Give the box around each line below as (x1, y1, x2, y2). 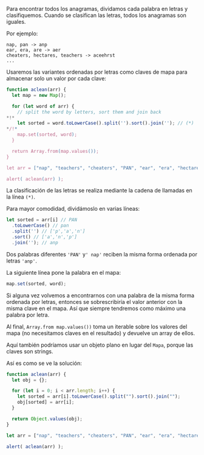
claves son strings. (6, 347, 53, 355)
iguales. (6, 18, 26, 25)
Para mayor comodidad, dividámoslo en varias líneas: (6, 205, 140, 213)
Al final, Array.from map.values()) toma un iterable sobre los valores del (6, 323, 188, 330)
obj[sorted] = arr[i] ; (17, 399, 75, 406)
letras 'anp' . (6, 257, 38, 264)
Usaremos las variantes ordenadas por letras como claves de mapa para (6, 68, 188, 76)
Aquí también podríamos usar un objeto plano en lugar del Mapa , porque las (6, 341, 194, 348)
